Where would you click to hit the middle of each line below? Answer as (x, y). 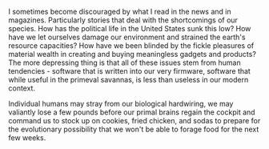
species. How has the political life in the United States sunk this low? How (130, 28)
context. (22, 88)
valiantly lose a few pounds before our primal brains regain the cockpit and (132, 112)
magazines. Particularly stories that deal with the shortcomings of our (123, 20)
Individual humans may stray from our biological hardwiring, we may (121, 104)
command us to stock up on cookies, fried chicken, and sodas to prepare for (134, 121)
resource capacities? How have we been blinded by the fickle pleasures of (131, 46)
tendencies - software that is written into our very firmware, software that (129, 71)
